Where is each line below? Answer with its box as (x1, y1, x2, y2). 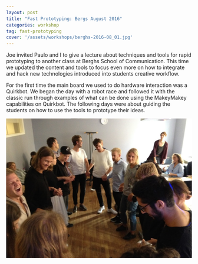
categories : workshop (6, 22, 60, 28)
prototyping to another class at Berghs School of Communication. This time (6, 58, 189, 65)
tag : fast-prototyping (6, 28, 62, 34)
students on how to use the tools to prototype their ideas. (6, 107, 146, 114)
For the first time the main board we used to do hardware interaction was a (6, 82, 187, 89)
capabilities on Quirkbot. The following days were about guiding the (6, 100, 171, 107)
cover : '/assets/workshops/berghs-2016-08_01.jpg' (6, 34, 133, 41)
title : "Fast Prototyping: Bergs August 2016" (6, 15, 123, 22)
